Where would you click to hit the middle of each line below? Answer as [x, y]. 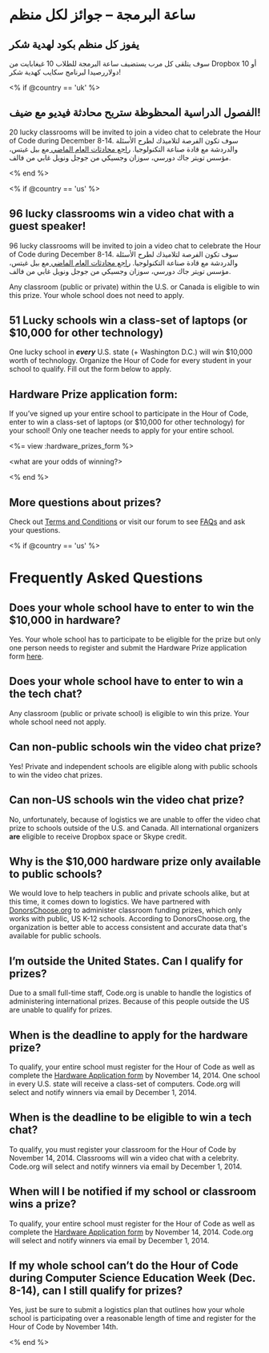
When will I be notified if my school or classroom [133, 1192]
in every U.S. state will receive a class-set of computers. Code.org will [125, 1084]
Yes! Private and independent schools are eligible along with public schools [134, 766]
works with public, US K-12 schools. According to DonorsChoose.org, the [130, 919]
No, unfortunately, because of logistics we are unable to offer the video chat [135, 819]
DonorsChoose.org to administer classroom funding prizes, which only [126, 910]
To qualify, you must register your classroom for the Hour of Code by [123, 1149]
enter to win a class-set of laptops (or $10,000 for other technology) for [127, 422]
